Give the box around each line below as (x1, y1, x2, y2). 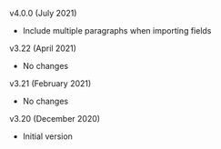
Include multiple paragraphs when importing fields (22, 25, 212, 35)
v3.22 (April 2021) (9, 43, 77, 54)
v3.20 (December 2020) (9, 114, 101, 124)
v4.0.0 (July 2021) (9, 8, 77, 18)
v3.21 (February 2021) (9, 78, 92, 89)
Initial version (22, 131, 73, 142)
